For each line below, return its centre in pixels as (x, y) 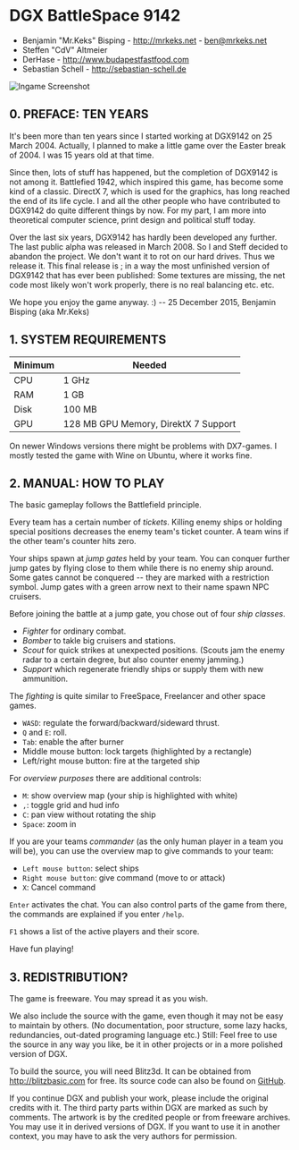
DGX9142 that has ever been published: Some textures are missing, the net (147, 275)
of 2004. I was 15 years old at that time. (82, 155)
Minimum (34, 365)
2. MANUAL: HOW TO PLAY (87, 483)
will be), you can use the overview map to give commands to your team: (141, 851)
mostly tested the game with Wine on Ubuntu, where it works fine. (131, 455)
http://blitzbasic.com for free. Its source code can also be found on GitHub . (148, 1081)
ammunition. (45, 679)
